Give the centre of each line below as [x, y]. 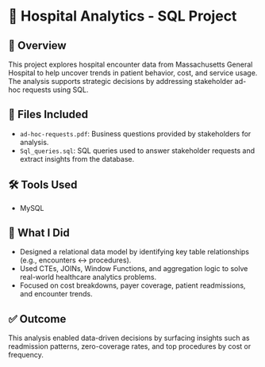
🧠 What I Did [39, 233]
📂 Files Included [48, 115]
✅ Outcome [37, 319]
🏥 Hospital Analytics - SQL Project [123, 16]
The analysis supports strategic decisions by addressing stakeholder [121, 81]
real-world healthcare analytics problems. [88, 277]
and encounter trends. [56, 294]
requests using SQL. [56, 90]
